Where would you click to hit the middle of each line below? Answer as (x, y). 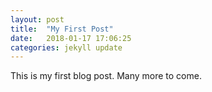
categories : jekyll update (66, 47)
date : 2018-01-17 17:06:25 (71, 38)
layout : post (37, 19)
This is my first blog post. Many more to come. (106, 76)
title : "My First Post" (62, 29)
